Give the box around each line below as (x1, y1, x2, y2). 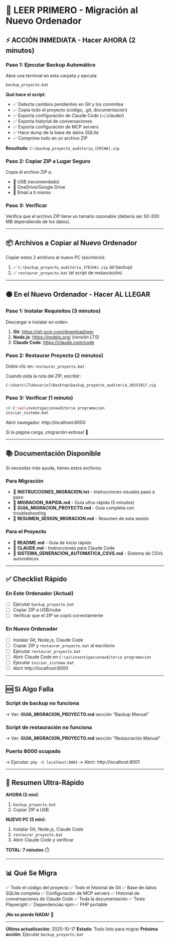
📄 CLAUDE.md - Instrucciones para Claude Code (13, 545, 115, 551)
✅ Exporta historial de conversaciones (13, 118, 92, 124)
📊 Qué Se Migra (6, 869, 57, 877)
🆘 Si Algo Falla (6, 685, 54, 693)
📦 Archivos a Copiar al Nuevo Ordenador (6, 239, 137, 247)
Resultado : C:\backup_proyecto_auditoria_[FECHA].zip (6, 145, 120, 151)
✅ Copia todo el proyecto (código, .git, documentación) (13, 106, 127, 112)
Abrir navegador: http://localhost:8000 (6, 419, 86, 426)
